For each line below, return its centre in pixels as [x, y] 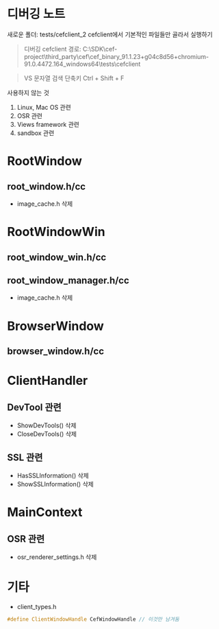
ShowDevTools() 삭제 [47, 425]
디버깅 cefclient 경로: [52, 49]
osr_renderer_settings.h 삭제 [57, 557]
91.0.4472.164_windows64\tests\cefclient [82, 64]
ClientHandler [48, 381]
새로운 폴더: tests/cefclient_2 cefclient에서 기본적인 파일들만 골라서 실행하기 [110, 34]
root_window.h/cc [47, 186]
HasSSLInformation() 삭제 [53, 475]
